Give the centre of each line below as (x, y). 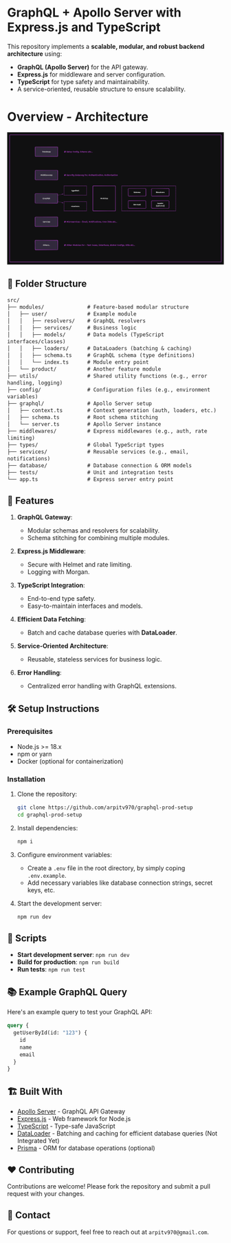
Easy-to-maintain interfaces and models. (85, 606)
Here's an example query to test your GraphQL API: (80, 1012)
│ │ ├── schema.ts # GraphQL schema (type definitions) (101, 356)
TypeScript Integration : (51, 585)
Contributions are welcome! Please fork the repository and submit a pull (109, 1186)
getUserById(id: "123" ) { (51, 1033)
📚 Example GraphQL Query (67, 992)
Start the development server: (59, 903)
